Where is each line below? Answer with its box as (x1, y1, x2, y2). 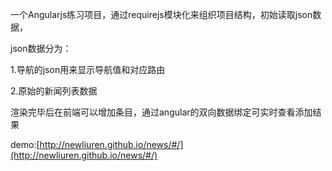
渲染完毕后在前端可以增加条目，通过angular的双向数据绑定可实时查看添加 (10, 106, 313, 118)
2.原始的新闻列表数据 (10, 85, 98, 97)
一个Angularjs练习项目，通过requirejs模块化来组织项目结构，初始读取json (10, 9, 313, 20)
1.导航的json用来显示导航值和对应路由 (10, 64, 166, 75)
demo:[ (10, 139, 40, 150)
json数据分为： (10, 43, 72, 54)
